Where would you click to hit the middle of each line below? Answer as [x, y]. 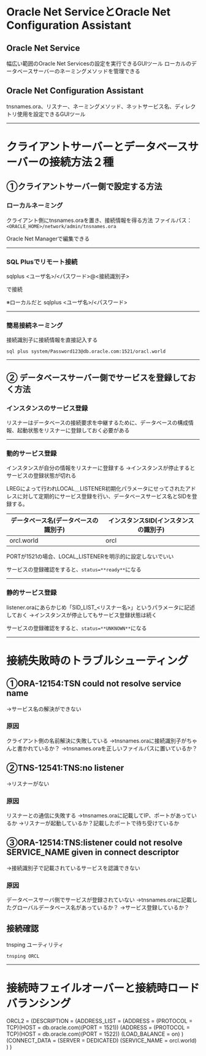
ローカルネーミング [35, 205]
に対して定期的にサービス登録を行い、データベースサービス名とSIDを [104, 496]
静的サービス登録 [32, 593]
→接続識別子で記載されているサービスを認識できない [73, 868]
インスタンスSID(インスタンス [151, 521]
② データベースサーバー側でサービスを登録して [97, 377]
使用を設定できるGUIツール [51, 114]
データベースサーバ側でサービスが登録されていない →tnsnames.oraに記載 [99, 900]
